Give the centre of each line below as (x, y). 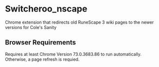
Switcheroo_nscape (46, 9)
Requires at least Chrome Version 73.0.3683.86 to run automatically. (73, 54)
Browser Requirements (41, 43)
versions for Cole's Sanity (31, 27)
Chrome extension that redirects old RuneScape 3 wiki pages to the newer (79, 22)
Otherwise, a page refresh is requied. (42, 59)
